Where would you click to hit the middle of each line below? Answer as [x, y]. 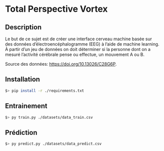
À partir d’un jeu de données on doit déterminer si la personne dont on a [78, 49]
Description [23, 27]
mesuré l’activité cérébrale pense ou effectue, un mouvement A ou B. [75, 54]
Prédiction [21, 133]
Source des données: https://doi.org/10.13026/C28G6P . [61, 64]
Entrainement [26, 106]
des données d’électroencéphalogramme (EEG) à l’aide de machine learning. [82, 44]
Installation [23, 79]
